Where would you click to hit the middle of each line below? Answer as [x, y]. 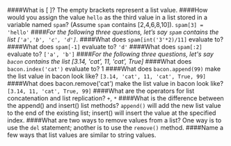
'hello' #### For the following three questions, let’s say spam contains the [113, 32]
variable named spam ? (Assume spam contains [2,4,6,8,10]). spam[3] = [105, 25]
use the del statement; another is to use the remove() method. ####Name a [115, 128]
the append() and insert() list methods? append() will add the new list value [114, 106]
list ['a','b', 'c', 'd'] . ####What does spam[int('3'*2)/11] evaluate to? [115, 39]
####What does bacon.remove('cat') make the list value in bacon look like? [115, 83]
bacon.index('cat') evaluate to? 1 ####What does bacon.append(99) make [114, 69]
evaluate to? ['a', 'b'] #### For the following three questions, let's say [111, 54]
